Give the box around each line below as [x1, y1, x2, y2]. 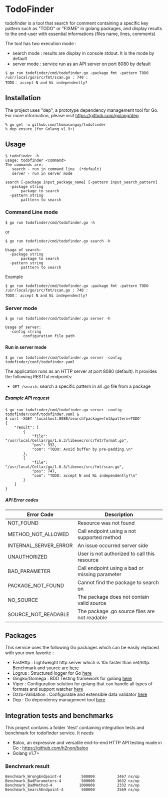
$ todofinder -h [5, 153, 39, 158]
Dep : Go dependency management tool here [12, 697, 106, 703]
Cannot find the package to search [77, 579, 159, 586]
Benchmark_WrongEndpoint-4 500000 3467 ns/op [5, 774, 140, 779]
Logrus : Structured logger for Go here [12, 670, 92, 676]
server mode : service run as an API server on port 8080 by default [12, 61, 151, 67]
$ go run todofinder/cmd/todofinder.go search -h [5, 238, 111, 243]
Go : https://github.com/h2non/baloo [12, 745, 88, 751]
